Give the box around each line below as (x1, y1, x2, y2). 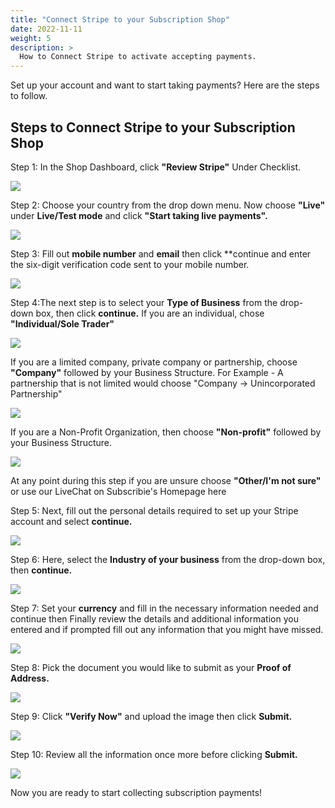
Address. (10, 672, 50, 684)
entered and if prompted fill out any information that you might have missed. (10, 623, 324, 635)
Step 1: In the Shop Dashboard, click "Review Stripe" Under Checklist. (10, 161, 301, 173)
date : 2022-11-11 (10, 24, 83, 34)
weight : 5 (10, 33, 52, 43)
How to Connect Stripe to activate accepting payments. (19, 52, 257, 62)
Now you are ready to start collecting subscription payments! (10, 786, 263, 798)
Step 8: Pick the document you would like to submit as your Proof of (10, 661, 292, 673)
